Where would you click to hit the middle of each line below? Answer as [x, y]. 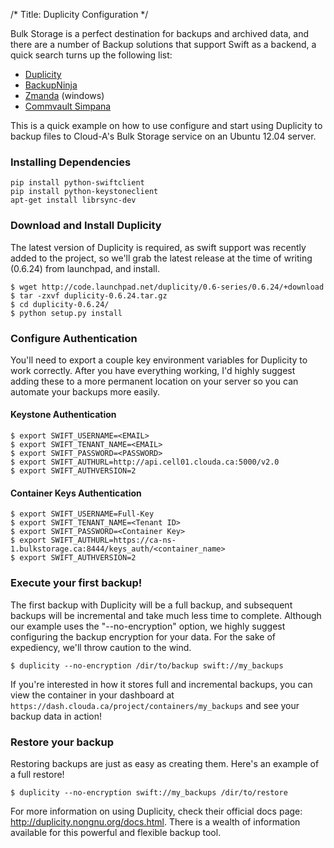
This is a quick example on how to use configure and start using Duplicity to [166, 125]
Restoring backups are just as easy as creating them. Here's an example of [165, 763]
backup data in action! [56, 716]
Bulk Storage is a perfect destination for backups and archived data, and [159, 33]
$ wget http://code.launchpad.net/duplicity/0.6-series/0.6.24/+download [167, 287]
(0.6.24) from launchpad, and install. [85, 268]
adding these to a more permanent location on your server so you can [154, 381]
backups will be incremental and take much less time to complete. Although [166, 615]
